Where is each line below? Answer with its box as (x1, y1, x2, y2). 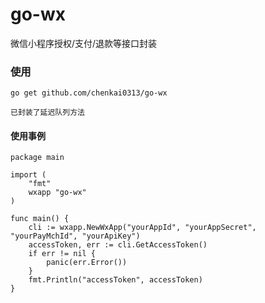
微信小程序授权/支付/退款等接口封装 (10, 37, 158, 49)
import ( (10, 170, 47, 180)
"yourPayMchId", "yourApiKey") (10, 231, 141, 242)
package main (10, 153, 65, 163)
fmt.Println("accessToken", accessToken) (28, 275, 203, 285)
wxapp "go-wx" (28, 188, 87, 198)
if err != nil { (28, 249, 97, 259)
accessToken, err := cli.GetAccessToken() (28, 240, 208, 250)
